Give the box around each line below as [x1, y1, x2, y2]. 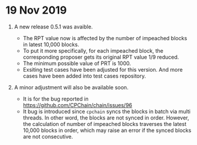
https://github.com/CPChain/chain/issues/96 [22, 101, 133, 108]
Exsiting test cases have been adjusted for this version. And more [22, 66, 183, 73]
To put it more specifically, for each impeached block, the [22, 47, 164, 54]
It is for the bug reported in [22, 95, 89, 102]
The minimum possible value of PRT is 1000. [22, 60, 131, 67]
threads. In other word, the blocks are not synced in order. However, [22, 114, 190, 121]
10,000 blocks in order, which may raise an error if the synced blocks [22, 127, 192, 134]
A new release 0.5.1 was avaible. [14, 23, 93, 30]
